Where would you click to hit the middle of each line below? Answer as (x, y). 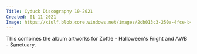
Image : (14, 22)
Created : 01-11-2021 (31, 17)
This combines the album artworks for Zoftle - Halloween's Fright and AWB (97, 39)
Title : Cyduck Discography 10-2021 (50, 11)
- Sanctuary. (21, 45)
